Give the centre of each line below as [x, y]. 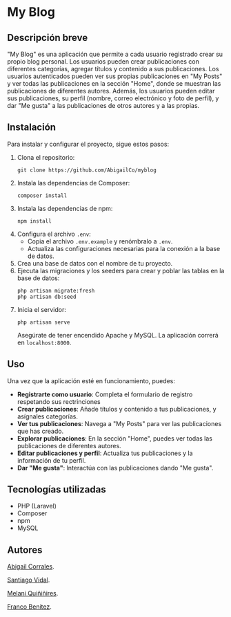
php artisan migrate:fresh [56, 291]
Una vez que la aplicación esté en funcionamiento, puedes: [91, 380]
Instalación [32, 128]
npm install [34, 221]
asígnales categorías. [47, 416]
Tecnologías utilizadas [57, 489]
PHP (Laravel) [37, 506]
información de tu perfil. [51, 460]
